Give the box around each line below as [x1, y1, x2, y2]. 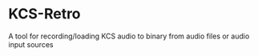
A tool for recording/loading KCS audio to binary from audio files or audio [8, 31, 250, 41]
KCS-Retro [8, 5, 82, 23]
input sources [8, 39, 54, 49]
